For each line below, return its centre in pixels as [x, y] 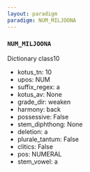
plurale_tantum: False [48, 139]
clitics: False [35, 146]
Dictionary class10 [33, 58]
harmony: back [39, 109]
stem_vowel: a [37, 161]
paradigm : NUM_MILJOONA [42, 20]
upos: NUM [34, 79]
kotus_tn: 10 [35, 72]
